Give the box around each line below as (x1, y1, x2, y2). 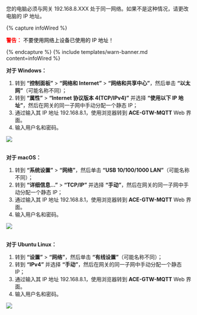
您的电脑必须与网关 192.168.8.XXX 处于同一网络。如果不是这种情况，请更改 (6, 5, 189, 12)
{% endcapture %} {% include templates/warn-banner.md (6, 49, 148, 55)
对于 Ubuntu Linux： (6, 241, 57, 247)
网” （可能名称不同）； (14, 87, 67, 94)
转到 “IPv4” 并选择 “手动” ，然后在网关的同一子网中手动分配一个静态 (14, 261, 182, 268)
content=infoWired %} (6, 55, 61, 62)
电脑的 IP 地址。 (6, 12, 46, 20)
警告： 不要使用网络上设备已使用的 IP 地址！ (6, 37, 114, 43)
